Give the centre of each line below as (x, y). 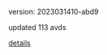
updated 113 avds (37, 27)
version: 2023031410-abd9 (53, 12)
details (19, 43)
